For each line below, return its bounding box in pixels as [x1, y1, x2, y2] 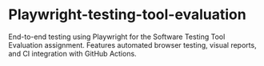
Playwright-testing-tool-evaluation [8, 6, 246, 24]
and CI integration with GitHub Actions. [8, 49, 138, 58]
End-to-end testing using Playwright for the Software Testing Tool [8, 32, 226, 41]
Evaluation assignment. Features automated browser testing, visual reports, [8, 40, 258, 49]
